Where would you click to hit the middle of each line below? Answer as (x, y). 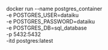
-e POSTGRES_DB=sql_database (46, 28)
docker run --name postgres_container (54, 9)
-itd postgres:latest (30, 41)
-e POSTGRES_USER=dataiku (43, 15)
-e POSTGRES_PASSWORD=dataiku (51, 21)
